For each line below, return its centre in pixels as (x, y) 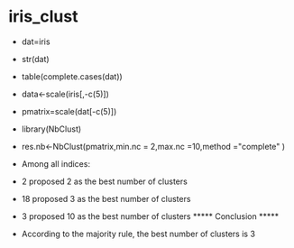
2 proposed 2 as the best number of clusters (105, 181)
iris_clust (43, 17)
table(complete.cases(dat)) (72, 76)
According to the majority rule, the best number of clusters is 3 (138, 234)
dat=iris (36, 41)
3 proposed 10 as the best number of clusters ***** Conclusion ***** (150, 216)
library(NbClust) (51, 129)
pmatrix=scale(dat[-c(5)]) (69, 111)
